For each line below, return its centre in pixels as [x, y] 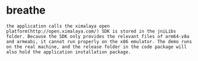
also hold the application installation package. [69, 52]
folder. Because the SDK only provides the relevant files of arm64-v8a [98, 36]
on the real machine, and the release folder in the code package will [96, 47]
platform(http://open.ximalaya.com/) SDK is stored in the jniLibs [91, 31]
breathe [26, 10]
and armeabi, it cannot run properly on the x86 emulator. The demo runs [99, 41]
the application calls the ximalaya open [58, 26]
